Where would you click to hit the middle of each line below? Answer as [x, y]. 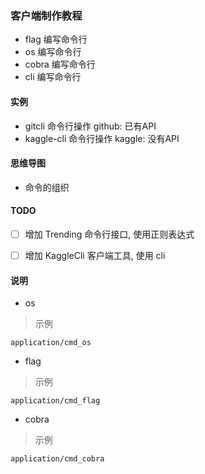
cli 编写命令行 [53, 77]
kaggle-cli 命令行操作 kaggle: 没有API [102, 138]
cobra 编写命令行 [60, 64]
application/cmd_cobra [57, 459]
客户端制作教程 [46, 15]
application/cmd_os [51, 343]
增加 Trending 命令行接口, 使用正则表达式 [109, 234]
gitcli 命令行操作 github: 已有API [90, 126]
